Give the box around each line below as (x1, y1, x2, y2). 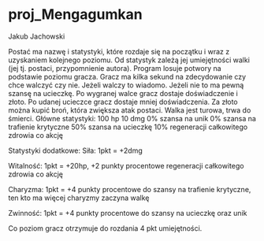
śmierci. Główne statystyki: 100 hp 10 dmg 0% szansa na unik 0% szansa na (8, 113, 256, 123)
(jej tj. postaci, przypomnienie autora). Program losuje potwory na (8, 63, 222, 72)
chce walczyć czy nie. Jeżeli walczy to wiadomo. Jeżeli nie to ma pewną (8, 80, 244, 90)
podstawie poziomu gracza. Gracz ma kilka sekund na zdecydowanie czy (8, 72, 247, 81)
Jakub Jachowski (8, 32, 65, 41)
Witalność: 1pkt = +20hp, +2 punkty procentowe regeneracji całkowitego (8, 161, 244, 170)
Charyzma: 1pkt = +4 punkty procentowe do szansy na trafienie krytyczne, (8, 184, 251, 194)
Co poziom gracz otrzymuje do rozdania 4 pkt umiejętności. (8, 223, 203, 233)
